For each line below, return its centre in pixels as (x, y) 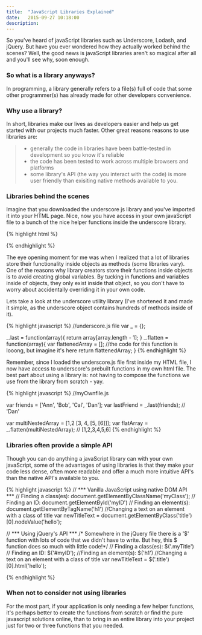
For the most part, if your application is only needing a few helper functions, (100, 606)
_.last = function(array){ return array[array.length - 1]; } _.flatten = (87, 338)
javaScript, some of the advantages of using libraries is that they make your (100, 465)
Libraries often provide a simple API (59, 446)
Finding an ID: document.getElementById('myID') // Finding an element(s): (98, 502)
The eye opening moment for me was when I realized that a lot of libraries (98, 257)
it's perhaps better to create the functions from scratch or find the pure (95, 613)
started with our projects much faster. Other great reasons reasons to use (98, 130)
